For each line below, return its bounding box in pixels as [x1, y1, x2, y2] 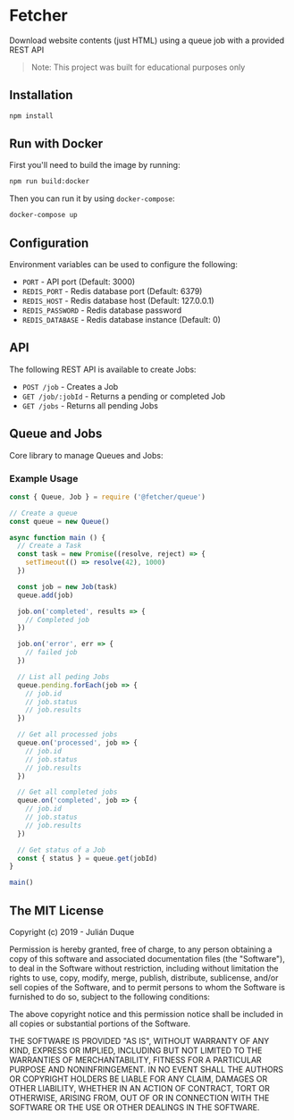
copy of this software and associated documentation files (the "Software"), [9, 953, 286, 964]
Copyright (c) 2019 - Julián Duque [9, 926, 135, 937]
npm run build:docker [9, 177, 90, 186]
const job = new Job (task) [17, 582, 118, 591]
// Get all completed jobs [17, 787, 118, 796]
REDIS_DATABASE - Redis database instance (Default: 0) [21, 315, 222, 324]
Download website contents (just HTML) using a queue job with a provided [9, 35, 285, 46]
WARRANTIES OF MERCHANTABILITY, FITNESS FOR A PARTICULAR [9, 1054, 262, 1065]
